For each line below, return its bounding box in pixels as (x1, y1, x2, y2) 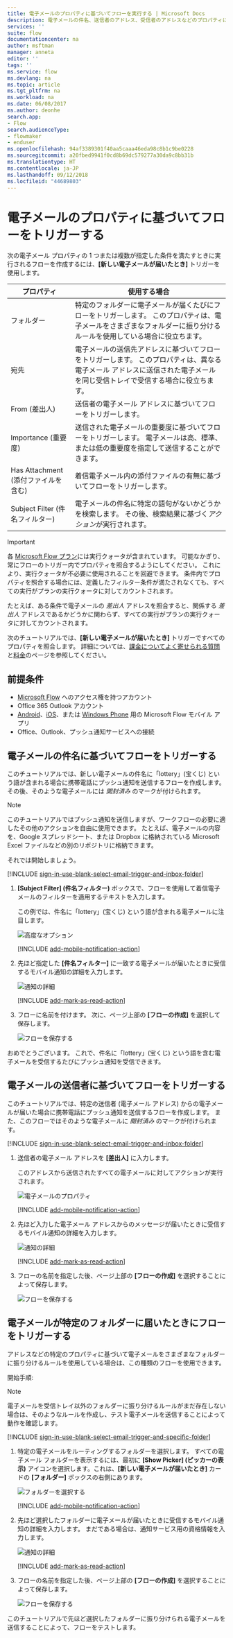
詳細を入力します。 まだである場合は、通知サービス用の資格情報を (29, 1524, 220, 1533)
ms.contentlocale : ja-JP (7, 164, 79, 172)
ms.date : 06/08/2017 (7, 101, 67, 107)
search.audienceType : (7, 126, 70, 133)
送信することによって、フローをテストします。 (7, 1623, 140, 1631)
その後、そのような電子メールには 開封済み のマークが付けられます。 (7, 786, 205, 795)
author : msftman (7, 42, 54, 49)
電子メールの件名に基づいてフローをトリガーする (7, 750, 217, 761)
